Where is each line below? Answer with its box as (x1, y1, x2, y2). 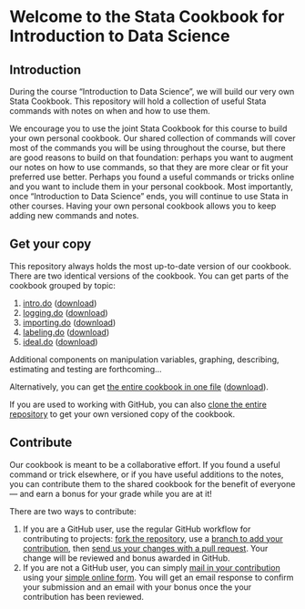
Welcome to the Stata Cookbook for (9, 6, 285, 27)
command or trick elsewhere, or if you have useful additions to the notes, (9, 469, 284, 480)
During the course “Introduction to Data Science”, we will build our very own (9, 86, 295, 96)
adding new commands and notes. (9, 210, 139, 220)
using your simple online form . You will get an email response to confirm (22, 572, 294, 583)
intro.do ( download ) (22, 298, 97, 309)
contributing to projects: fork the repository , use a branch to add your (22, 533, 284, 543)
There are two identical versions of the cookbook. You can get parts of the (9, 270, 290, 281)
